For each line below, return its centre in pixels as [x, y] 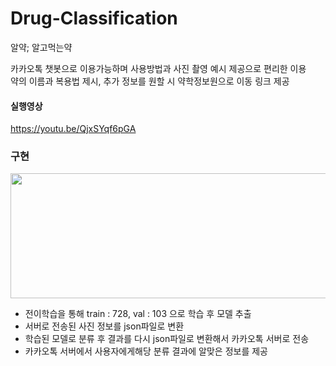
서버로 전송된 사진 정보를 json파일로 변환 [104, 326]
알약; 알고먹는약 [41, 47]
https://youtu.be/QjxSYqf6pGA [73, 129]
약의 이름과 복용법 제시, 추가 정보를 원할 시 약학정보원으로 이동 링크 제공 [150, 81]
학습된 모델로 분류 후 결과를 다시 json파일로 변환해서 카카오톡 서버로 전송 [167, 339]
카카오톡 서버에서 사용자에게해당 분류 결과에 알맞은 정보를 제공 [146, 351]
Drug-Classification [94, 18]
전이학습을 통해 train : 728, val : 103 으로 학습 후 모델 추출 [138, 314]
